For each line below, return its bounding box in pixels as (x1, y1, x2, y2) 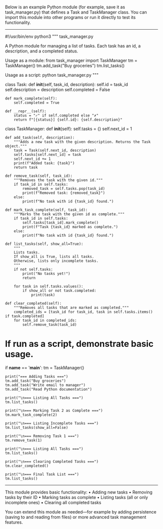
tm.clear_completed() (5, 463, 49, 468)
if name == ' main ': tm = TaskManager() (5, 364, 84, 371)
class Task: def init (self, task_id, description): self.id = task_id (5, 82, 129, 87)
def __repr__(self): (5, 109, 47, 114)
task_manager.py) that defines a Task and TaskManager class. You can (5, 9, 147, 15)
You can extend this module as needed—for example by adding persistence (5, 509, 157, 514)
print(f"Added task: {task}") (14, 161, 75, 166)
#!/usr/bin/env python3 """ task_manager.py (5, 34, 94, 39)
